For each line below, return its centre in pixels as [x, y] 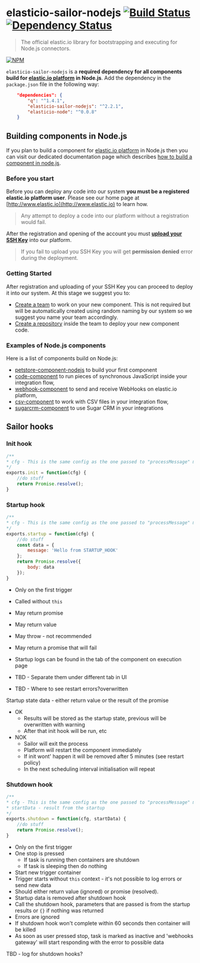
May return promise [39, 613]
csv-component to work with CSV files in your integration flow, [91, 402]
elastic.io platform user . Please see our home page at [73, 198]
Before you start [30, 179]
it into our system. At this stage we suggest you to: [68, 293]
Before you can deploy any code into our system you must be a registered [98, 192]
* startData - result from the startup [56, 808]
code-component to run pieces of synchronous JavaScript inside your [101, 376]
